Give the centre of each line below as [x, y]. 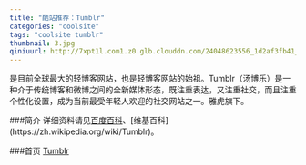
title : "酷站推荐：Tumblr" [57, 18]
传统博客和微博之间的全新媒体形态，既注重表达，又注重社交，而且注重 [165, 90]
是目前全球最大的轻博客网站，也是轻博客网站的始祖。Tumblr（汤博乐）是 [146, 79]
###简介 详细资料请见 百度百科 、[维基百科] [89, 121]
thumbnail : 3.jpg [42, 43]
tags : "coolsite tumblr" [56, 34]
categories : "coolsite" [55, 26]
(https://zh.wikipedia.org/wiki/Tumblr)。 [84, 131]
